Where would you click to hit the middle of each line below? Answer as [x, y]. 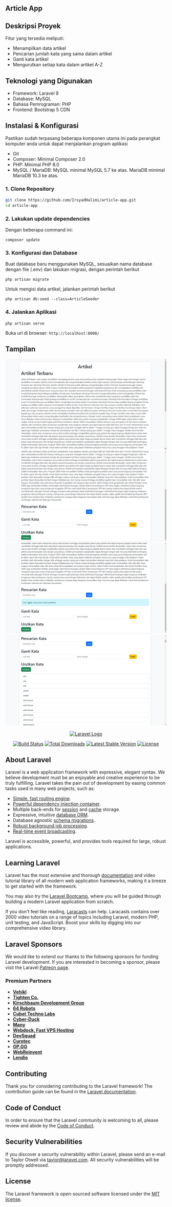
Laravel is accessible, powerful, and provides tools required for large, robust [86, 841]
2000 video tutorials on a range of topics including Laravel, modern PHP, [82, 917]
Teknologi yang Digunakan [49, 81]
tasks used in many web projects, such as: [50, 788]
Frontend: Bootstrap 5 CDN [41, 110]
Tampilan [20, 349]
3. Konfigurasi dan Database [41, 253]
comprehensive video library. [36, 928]
